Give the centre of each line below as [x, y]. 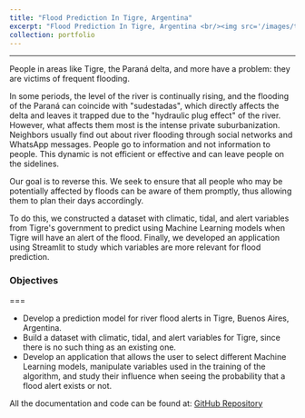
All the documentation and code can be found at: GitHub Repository [136, 403]
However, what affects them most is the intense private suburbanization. [145, 125]
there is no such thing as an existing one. [99, 347]
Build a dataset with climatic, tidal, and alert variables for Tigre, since [152, 337]
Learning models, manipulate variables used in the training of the [144, 366]
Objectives [34, 281]
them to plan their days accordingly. [76, 201]
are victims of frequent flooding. [69, 79]
